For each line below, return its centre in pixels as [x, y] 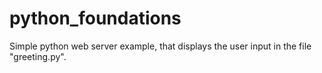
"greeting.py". [38, 56]
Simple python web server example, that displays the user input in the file [160, 46]
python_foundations [95, 18]
